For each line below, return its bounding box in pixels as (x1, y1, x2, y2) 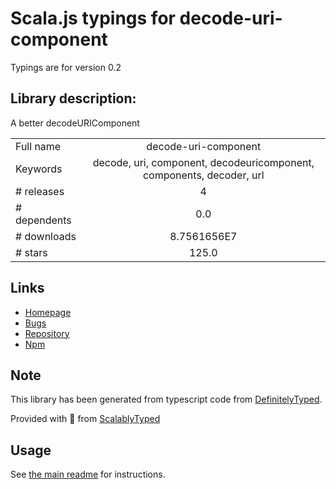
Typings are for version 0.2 (10, 61, 122, 73)
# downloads (15, 229, 77, 243)
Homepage (24, 306, 72, 318)
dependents (15, 213, 72, 227)
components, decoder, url (142, 168, 265, 182)
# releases (15, 184, 65, 198)
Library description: (10, 90, 137, 107)
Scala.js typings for (10, 7, 176, 30)
